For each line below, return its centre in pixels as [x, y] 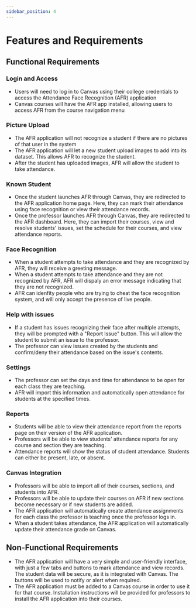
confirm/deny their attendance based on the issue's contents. [89, 352]
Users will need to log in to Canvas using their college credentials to [96, 91]
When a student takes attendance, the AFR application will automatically [102, 523]
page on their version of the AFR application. [68, 433]
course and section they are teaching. [60, 445]
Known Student [29, 184]
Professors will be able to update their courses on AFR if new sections [99, 498]
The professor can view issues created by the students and [86, 346]
